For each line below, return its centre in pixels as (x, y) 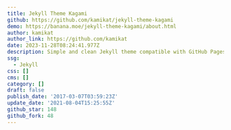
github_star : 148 (32, 109)
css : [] (18, 71)
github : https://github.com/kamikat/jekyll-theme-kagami (90, 20)
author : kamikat (30, 33)
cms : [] (18, 77)
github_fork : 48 (30, 116)
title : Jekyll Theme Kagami (47, 13)
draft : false (26, 90)
